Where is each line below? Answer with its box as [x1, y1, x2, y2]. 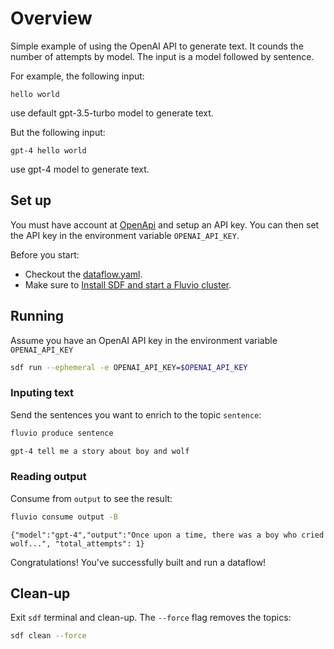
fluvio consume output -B [10, 512, 118, 522]
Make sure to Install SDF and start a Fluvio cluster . [24, 278, 232, 291]
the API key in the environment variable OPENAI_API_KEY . [10, 229, 240, 241]
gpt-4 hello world [10, 145, 87, 156]
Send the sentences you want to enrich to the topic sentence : [10, 408, 262, 421]
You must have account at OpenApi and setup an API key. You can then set [10, 218, 320, 231]
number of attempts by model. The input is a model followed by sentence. [10, 50, 315, 62]
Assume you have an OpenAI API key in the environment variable [10, 334, 278, 346]
